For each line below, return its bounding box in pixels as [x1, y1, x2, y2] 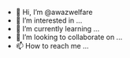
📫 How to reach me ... [15, 42, 89, 50]
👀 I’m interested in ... [15, 16, 83, 25]
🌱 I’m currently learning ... [15, 24, 100, 33]
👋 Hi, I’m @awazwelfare [15, 8, 93, 16]
